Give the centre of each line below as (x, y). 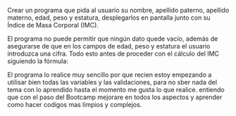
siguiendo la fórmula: (38, 61)
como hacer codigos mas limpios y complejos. (75, 104)
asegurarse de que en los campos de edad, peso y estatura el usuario (109, 46)
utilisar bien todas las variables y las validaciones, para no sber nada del (112, 82)
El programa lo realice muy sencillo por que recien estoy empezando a (110, 75)
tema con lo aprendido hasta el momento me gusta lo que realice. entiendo (116, 90)
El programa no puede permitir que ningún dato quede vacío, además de (113, 39)
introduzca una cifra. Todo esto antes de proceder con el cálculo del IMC (113, 53)
